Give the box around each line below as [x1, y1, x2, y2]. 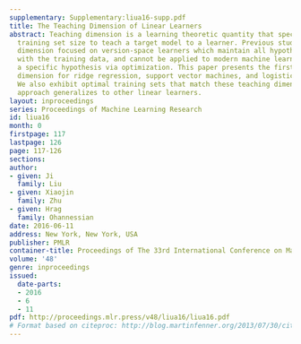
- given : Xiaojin [9, 188, 74, 197]
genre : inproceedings [9, 263, 90, 272]
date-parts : [17, 279, 63, 288]
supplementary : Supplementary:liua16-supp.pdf [9, 13, 186, 22]
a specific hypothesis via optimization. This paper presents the [17, 64, 271, 73]
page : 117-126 [9, 146, 63, 155]
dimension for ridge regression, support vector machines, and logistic [17, 72, 295, 81]
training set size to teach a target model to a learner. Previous [17, 38, 275, 47]
